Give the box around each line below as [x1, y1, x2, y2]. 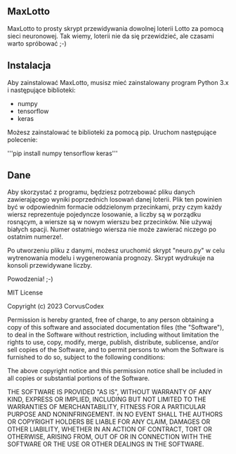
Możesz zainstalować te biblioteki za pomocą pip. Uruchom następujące [7, 128, 217, 136]
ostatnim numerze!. [7, 233, 63, 241]
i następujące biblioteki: [7, 86, 76, 94]
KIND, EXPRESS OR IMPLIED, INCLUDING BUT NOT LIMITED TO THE [7, 395, 206, 403]
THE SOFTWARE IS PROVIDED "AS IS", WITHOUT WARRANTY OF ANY [7, 388, 212, 396]
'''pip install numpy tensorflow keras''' [7, 149, 118, 157]
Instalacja [7, 60, 51, 72]
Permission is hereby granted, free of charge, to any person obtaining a [7, 316, 214, 324]
